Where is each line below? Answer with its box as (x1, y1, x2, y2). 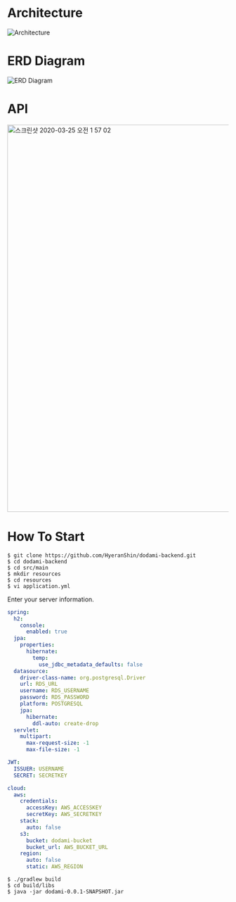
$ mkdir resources (7, 570, 61, 577)
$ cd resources (7, 576, 52, 584)
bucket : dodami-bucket (25, 837, 93, 844)
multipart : (20, 733, 52, 740)
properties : (20, 641, 55, 649)
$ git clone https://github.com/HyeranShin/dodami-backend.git (7, 551, 197, 559)
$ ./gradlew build (7, 876, 61, 883)
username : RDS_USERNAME (20, 687, 90, 694)
